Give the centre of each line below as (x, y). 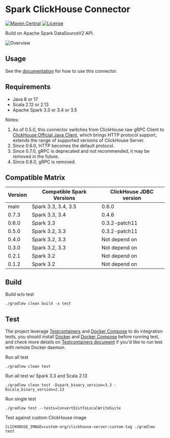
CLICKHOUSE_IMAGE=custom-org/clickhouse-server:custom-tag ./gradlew (80, 427)
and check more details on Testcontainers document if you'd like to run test (84, 342)
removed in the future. (36, 156)
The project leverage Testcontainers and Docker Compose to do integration (84, 331)
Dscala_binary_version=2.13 (35, 389)
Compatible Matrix (35, 177)
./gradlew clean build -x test (38, 304)
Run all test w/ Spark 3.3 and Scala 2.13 (46, 376)
